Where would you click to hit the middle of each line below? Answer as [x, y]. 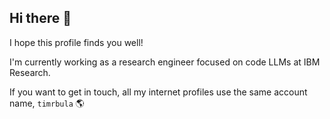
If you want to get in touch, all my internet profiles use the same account [158, 92]
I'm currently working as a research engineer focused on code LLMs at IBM [165, 62]
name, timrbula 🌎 [47, 103]
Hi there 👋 [40, 18]
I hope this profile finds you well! [76, 42]
